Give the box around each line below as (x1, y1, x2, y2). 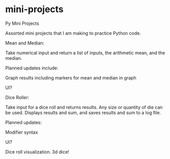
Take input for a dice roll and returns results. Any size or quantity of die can (5, 104, 163, 110)
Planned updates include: (5, 65, 58, 71)
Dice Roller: (5, 94, 29, 100)
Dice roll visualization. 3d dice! (5, 148, 70, 155)
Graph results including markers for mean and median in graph (5, 74, 137, 81)
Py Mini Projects (5, 20, 40, 26)
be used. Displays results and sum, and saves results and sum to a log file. (5, 109, 161, 115)
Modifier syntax (5, 129, 38, 135)
